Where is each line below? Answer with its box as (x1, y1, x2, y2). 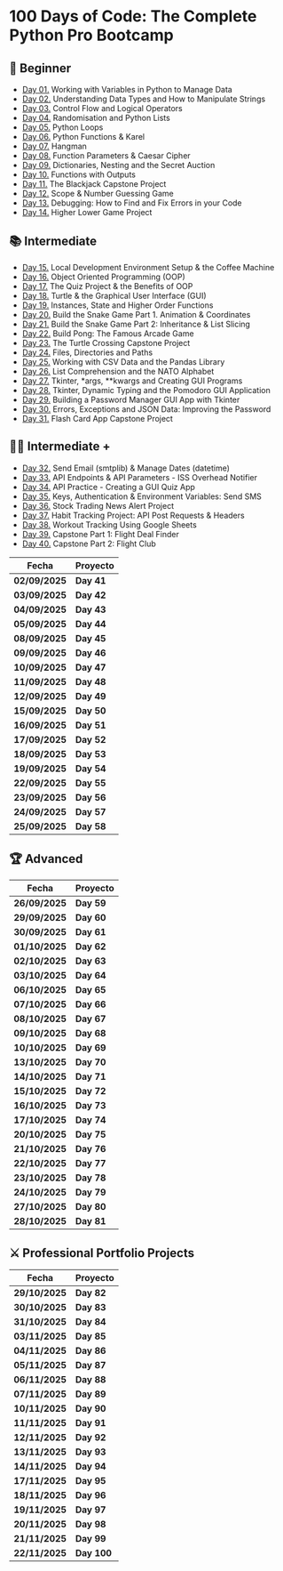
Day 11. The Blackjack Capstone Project (21, 179, 167, 189)
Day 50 (75, 705, 106, 717)
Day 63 (75, 955, 106, 967)
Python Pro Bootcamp (9, 25, 175, 45)
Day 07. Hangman (21, 141, 87, 151)
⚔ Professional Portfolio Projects (9, 1245, 195, 1261)
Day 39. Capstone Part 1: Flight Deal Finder (21, 528, 179, 539)
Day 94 (75, 1461, 106, 1473)
